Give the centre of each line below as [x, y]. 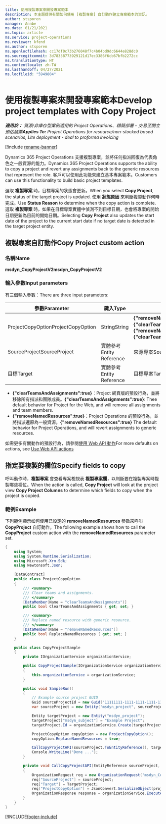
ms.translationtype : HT [30, 60]
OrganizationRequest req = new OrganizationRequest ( [87, 775]
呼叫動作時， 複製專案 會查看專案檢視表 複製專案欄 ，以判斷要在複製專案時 [80, 478]
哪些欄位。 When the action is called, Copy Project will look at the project [83, 485]
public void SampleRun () [48, 688]
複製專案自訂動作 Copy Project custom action [75, 243]
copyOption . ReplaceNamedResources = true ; [76, 739]
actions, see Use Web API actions [40, 448]
